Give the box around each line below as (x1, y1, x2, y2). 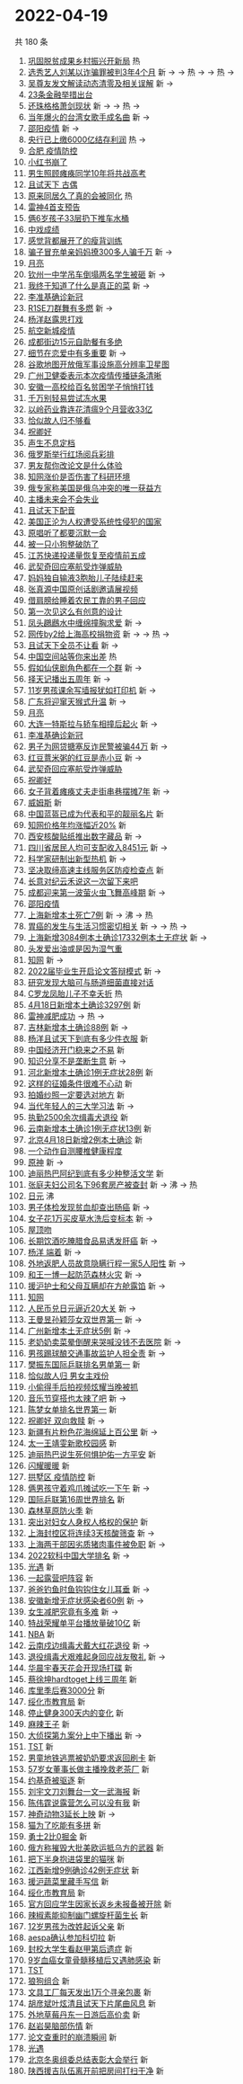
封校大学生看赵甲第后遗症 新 (27, 1943, 133, 1954)
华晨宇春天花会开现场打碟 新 (27, 1662, 133, 1673)
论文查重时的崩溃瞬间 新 (27, 2031, 117, 2042)
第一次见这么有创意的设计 (27, 606, 123, 617)
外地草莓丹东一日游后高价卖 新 (27, 2008, 141, 2019)
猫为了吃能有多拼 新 (27, 1820, 101, 1830)
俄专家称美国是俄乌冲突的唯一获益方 (27, 482, 162, 493)
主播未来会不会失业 (27, 494, 100, 504)
